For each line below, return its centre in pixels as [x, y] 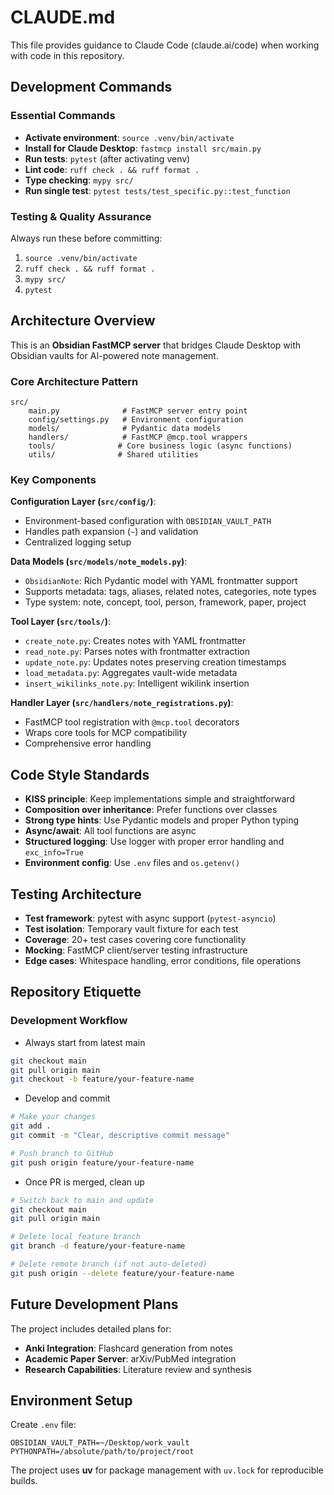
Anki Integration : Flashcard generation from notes [128, 1348]
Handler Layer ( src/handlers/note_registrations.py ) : [122, 703]
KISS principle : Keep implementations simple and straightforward [159, 799]
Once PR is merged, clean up [84, 1182]
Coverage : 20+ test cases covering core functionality [135, 939]
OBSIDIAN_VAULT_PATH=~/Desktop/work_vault [100, 1443]
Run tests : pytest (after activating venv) [107, 158]
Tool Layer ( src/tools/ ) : [61, 622]
